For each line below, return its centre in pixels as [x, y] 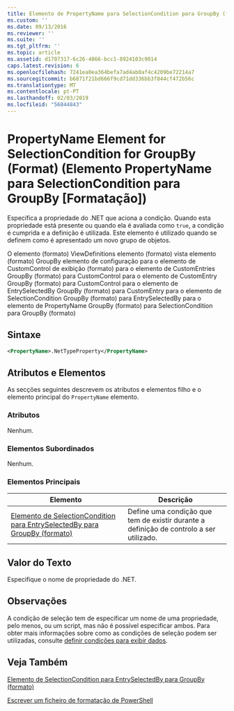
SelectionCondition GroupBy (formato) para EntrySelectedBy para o [104, 298]
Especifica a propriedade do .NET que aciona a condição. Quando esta [109, 218]
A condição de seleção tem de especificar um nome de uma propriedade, [113, 618]
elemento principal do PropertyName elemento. [73, 397]
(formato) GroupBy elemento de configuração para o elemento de [102, 261]
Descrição [175, 500]
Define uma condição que [170, 512]
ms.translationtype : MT [42, 85]
